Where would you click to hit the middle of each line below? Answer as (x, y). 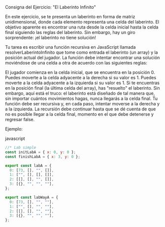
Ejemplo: (14, 129)
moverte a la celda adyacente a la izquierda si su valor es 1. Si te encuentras (82, 83)
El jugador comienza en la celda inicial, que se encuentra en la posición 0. (80, 72)
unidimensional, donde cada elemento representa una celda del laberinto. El (82, 22)
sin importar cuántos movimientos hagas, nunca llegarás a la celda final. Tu (82, 98)
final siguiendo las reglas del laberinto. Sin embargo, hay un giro (70, 32)
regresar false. (20, 119)
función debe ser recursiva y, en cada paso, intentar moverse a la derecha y (82, 104)
